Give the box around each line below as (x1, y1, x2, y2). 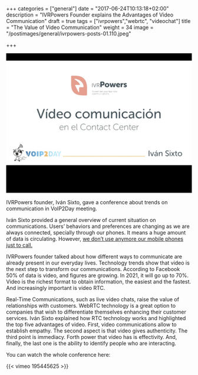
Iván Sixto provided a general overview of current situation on (6, 217, 156, 223)
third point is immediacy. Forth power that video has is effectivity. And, (6, 334, 177, 340)
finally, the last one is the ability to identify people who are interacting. (6, 340, 177, 347)
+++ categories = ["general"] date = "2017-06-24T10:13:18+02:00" (6, 5, 169, 12)
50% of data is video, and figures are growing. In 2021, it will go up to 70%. (6, 272, 189, 279)
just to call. (6, 242, 33, 249)
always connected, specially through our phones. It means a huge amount (6, 229, 186, 236)
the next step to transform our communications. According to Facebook (6, 266, 180, 272)
